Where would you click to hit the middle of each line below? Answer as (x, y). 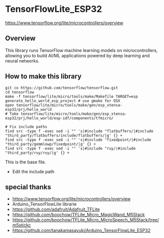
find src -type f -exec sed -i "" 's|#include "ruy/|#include (70, 148)
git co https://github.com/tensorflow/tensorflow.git (62, 88)
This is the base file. (25, 162)
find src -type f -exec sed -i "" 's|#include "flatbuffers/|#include (79, 131)
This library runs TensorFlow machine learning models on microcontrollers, (82, 50)
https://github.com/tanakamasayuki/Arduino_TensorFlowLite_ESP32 (81, 231)
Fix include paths (29, 127)
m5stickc (21, 225)
